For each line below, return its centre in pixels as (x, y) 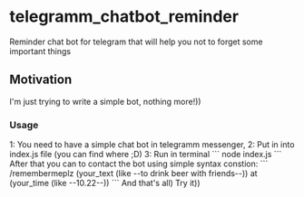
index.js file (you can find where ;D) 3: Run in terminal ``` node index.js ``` (146, 155)
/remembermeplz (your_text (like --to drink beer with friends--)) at (133, 174)
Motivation (41, 80)
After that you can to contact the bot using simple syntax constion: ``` (139, 164)
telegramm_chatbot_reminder (124, 17)
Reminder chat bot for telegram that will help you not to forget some (136, 42)
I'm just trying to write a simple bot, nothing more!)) (105, 101)
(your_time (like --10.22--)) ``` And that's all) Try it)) (105, 183)
